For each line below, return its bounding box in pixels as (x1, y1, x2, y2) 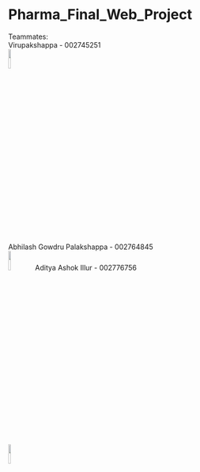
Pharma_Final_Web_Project (8, 6, 192, 24)
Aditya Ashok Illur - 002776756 (35, 263, 137, 272)
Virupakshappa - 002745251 (8, 40, 101, 49)
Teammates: (8, 32, 49, 41)
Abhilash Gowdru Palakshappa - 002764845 (8, 242, 153, 251)
